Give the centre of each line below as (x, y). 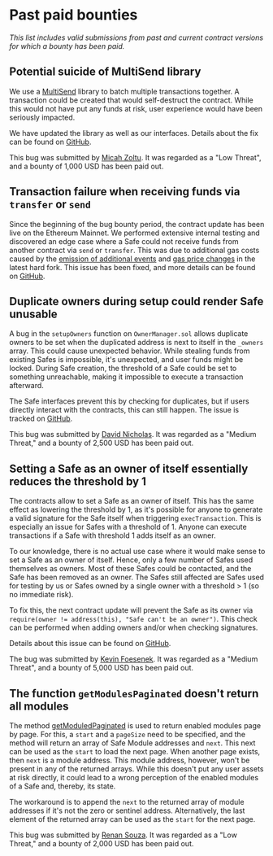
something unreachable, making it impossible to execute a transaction (126, 377)
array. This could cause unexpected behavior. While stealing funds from (130, 351)
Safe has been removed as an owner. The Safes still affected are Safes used (137, 577)
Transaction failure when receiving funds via (125, 192)
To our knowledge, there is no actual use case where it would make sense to (137, 552)
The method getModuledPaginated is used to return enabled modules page (135, 725)
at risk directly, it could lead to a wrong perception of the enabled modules (134, 777)
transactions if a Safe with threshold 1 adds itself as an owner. (113, 535)
